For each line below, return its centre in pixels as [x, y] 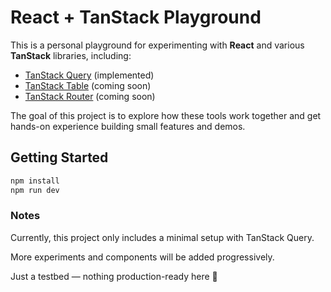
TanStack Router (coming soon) [90, 96]
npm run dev [35, 190]
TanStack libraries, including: [71, 55]
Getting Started [59, 157]
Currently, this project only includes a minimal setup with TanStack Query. [162, 237]
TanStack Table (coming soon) [88, 85]
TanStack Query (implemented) [89, 75]
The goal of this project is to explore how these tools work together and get [166, 115]
